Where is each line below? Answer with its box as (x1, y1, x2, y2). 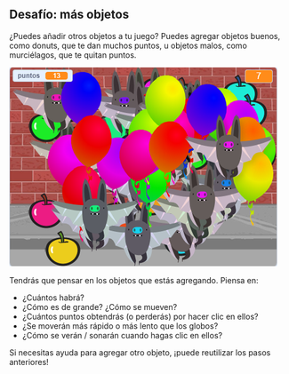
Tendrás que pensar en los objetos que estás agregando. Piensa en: (9, 275, 260, 285)
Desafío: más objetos (9, 7, 130, 22)
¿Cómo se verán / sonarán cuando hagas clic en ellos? (21, 330, 223, 340)
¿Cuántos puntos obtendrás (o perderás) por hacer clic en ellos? (21, 311, 259, 322)
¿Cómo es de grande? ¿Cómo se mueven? (21, 301, 178, 312)
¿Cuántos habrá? (21, 292, 84, 303)
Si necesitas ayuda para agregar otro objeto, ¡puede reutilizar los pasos (9, 346, 271, 358)
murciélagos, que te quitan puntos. (9, 49, 137, 60)
